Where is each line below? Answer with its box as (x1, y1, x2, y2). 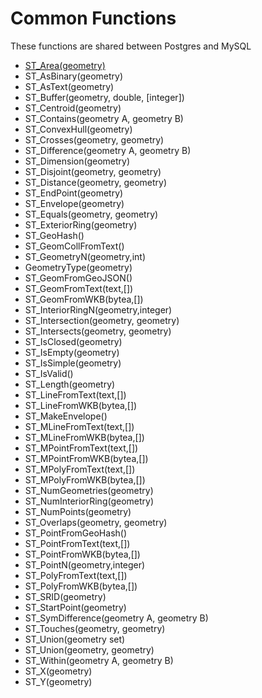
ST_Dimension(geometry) (24, 155, 131, 167)
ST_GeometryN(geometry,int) (24, 250, 146, 262)
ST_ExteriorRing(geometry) (24, 218, 138, 231)
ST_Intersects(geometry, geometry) (24, 325, 172, 337)
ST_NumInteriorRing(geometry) (24, 495, 155, 507)
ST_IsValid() (24, 367, 74, 379)
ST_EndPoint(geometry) (24, 187, 124, 199)
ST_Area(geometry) (24, 59, 106, 71)
